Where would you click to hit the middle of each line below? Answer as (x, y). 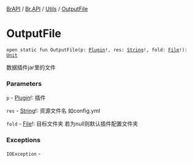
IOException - (24, 153)
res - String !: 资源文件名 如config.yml (53, 111)
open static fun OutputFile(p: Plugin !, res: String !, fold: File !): (97, 50)
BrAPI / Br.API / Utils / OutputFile (47, 9)
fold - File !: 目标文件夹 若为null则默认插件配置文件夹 (72, 124)
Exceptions (24, 140)
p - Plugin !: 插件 (26, 98)
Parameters (24, 83)
